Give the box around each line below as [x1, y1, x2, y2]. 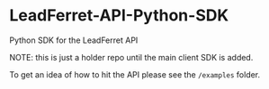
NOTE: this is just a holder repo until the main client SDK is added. [9, 52, 254, 62]
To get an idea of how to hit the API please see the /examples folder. [9, 69, 261, 80]
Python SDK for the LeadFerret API [9, 35, 139, 45]
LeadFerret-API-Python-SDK [9, 5, 229, 26]
